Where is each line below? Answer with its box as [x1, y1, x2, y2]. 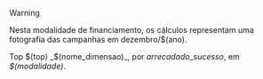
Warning [9, 8, 40, 18]
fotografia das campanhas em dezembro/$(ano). [9, 35, 187, 44]
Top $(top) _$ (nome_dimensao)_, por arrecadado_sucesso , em [9, 51, 240, 61]
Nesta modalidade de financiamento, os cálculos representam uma [9, 25, 255, 35]
